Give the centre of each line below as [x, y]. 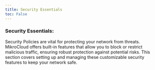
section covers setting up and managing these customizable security [75, 57]
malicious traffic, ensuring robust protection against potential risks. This [78, 52]
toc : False [16, 14]
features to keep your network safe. [41, 62]
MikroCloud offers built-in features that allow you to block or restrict [74, 47]
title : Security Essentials [34, 9]
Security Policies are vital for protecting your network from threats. [73, 41]
